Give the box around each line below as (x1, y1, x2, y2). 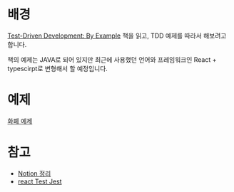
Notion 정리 (17, 169, 51, 178)
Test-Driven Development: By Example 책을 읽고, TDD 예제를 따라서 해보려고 (7, 31, 227, 40)
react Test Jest (17, 177, 62, 186)
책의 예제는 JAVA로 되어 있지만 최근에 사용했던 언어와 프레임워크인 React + (7, 55, 217, 64)
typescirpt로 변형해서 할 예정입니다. (7, 64, 108, 73)
